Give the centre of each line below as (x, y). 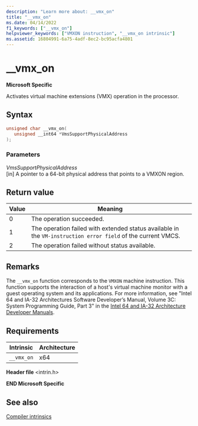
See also (22, 402)
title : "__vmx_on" (29, 17)
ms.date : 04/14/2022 (32, 22)
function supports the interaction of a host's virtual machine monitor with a (97, 287)
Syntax (19, 115)
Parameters (23, 154)
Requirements (32, 331)
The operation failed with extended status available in (105, 228)
